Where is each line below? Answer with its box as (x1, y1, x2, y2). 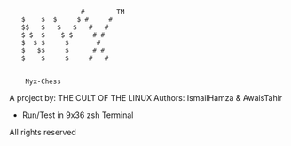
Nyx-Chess (25, 77, 62, 86)
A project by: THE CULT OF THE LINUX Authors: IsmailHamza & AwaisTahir (9, 93, 283, 103)
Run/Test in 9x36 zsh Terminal (21, 110, 134, 120)
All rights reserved (9, 127, 77, 137)
